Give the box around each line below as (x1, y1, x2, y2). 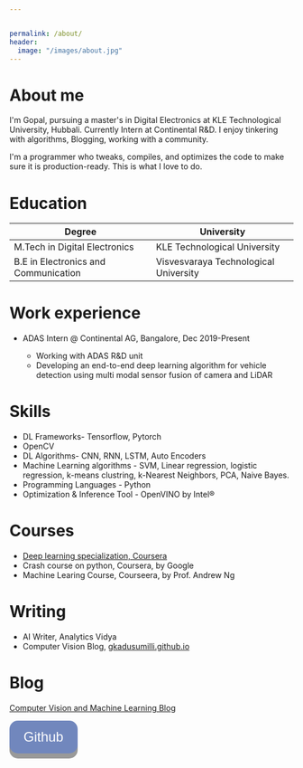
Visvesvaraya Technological (156, 255, 275, 268)
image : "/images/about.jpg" (17, 46, 124, 55)
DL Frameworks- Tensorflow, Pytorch (22, 431, 162, 442)
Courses (9, 521, 75, 541)
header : (9, 37, 39, 46)
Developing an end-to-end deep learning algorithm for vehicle (35, 360, 267, 371)
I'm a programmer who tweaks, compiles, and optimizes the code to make (9, 151, 285, 163)
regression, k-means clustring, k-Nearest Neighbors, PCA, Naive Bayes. (22, 469, 290, 480)
